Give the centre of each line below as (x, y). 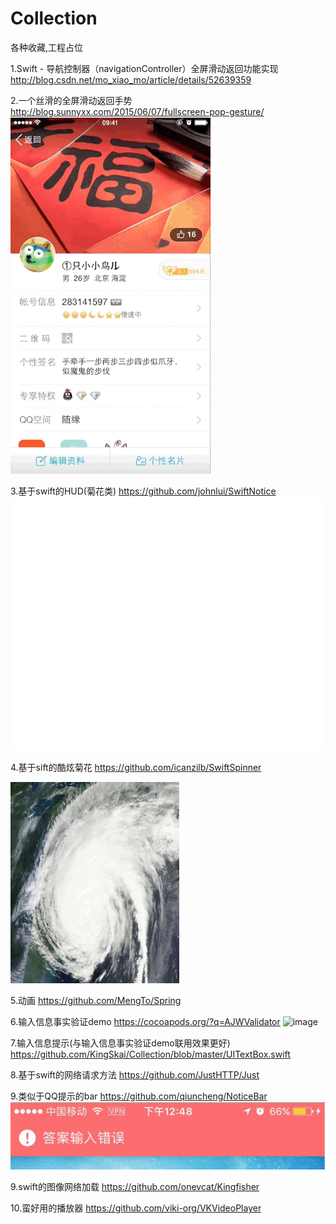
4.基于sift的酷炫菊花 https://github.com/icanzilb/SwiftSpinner (136, 767)
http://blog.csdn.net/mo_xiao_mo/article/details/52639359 (131, 79)
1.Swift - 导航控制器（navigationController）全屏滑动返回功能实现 (144, 68)
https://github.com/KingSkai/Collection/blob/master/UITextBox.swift (150, 1054)
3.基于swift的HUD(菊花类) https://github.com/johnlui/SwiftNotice (143, 491)
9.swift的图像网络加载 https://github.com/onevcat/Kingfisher (135, 1187)
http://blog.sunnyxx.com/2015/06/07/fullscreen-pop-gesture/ (137, 111)
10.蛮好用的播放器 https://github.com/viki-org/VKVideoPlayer (136, 1208)
